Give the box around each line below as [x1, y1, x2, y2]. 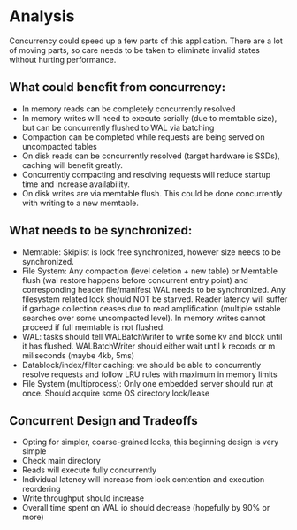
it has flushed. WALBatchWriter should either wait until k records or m [21, 341, 276, 351]
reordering [21, 484, 61, 495]
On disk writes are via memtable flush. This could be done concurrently [21, 188, 283, 198]
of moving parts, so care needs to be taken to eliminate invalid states [9, 44, 261, 55]
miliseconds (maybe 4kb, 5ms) [21, 349, 135, 360]
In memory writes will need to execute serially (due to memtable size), [21, 112, 278, 123]
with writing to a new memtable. [21, 197, 139, 208]
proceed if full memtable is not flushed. [21, 321, 165, 333]
